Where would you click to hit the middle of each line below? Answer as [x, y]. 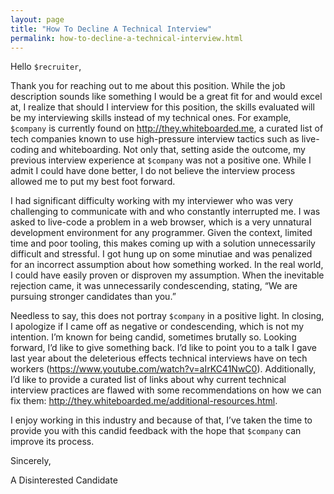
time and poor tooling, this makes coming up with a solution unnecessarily [163, 243]
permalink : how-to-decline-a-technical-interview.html [127, 38]
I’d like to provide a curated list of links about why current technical [148, 380]
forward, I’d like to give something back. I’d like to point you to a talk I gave [163, 348]
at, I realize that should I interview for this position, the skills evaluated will [162, 107]
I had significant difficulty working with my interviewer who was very [152, 201]
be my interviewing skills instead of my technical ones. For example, [151, 118]
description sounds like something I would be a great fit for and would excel [166, 97]
